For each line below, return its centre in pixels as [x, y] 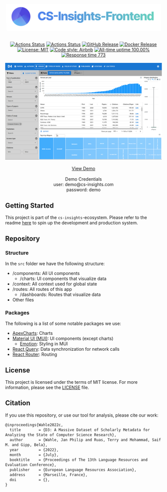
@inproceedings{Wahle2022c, [34, 425]
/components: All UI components [46, 273]
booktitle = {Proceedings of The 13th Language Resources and [79, 460]
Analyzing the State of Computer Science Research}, [61, 435]
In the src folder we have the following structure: [55, 263]
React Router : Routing [35, 354]
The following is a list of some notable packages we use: [63, 324]
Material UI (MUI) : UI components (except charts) [63, 339]
